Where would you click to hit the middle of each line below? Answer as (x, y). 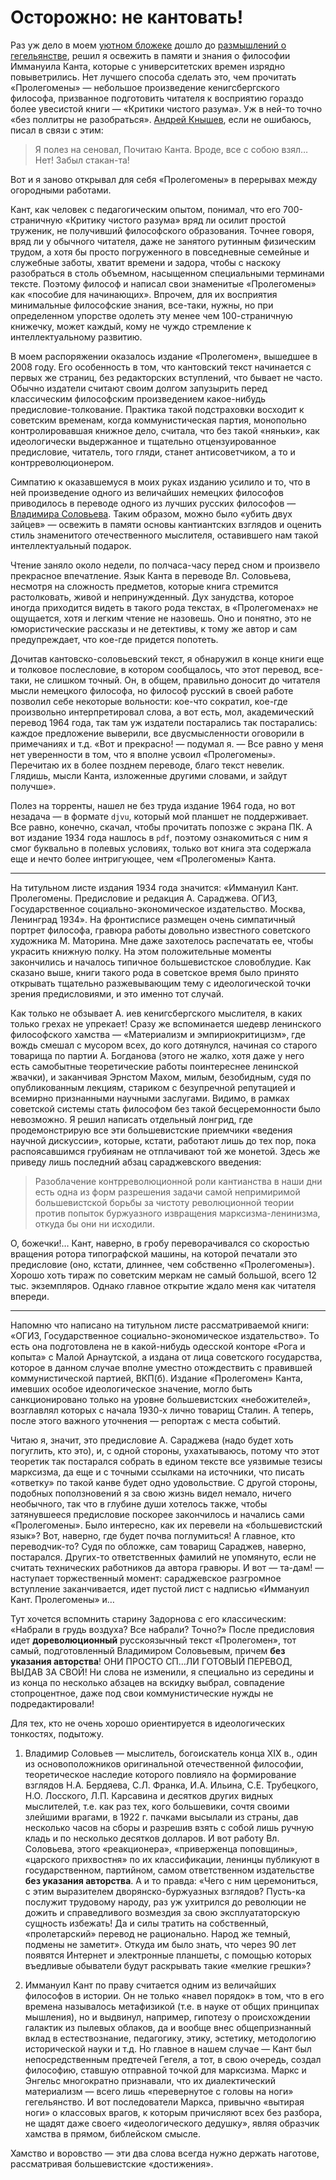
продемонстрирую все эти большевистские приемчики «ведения (151, 1130)
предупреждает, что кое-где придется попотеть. (114, 639)
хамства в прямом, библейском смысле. (112, 2133)
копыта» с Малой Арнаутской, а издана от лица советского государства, (166, 1357)
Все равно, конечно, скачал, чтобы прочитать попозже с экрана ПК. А (161, 827)
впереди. (30, 1296)
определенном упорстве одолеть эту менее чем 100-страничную (151, 315)
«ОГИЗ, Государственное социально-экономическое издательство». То (165, 1335)
